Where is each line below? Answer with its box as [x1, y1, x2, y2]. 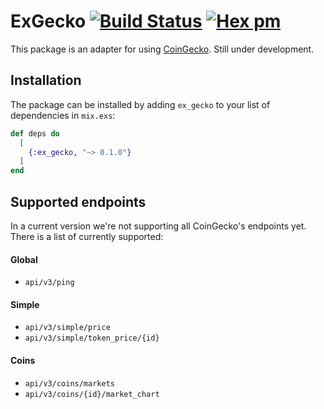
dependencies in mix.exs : [10, 109, 116, 121]
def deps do [10, 128, 60, 139]
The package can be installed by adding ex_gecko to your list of [10, 98, 271, 110]
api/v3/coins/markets [24, 378, 115, 389]
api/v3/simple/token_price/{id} [24, 333, 160, 344]
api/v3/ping [24, 278, 75, 288]
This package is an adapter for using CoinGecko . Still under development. [10, 43, 315, 55]
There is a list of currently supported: [10, 230, 164, 242]
